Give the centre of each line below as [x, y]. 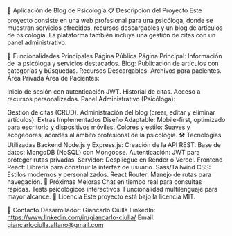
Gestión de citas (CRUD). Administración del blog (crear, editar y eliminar [111, 112]
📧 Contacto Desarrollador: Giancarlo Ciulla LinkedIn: [81, 210]
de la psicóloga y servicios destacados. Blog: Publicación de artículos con [113, 63]
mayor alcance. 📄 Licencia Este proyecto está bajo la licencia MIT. [101, 196]
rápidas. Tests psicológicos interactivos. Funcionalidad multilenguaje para [113, 189]
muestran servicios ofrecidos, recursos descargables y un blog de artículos [115, 28]
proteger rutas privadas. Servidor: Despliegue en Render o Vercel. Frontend [115, 160]
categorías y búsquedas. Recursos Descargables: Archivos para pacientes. [114, 71]
